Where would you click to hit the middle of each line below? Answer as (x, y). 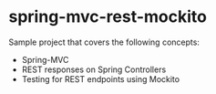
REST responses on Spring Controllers (94, 69)
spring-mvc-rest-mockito (108, 17)
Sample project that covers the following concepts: (104, 42)
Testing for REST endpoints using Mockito (100, 78)
